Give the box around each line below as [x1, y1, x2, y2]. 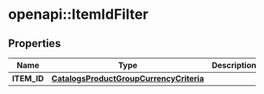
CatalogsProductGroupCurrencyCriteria [51, 73, 204, 84]
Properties [8, 37, 61, 50]
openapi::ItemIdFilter [8, 5, 149, 23]
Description [211, 60, 257, 70]
